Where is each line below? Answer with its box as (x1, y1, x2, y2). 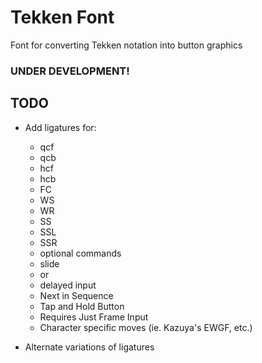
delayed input (39, 279, 97, 291)
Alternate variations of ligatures (24, 341, 155, 353)
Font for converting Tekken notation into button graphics (10, 39, 243, 51)
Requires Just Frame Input (39, 311, 149, 323)
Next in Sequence (39, 289, 114, 301)
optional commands (39, 247, 122, 259)
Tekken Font (10, 6, 115, 29)
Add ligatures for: (24, 121, 97, 133)
